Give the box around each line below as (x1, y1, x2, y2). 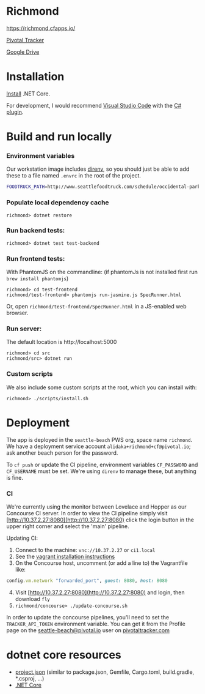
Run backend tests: (6, 226, 65, 235)
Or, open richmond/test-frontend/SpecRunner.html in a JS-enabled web (6, 303, 187, 310)
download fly (15, 595, 51, 602)
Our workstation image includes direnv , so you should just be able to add (6, 165, 190, 173)
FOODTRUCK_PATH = (6, 184, 48, 190)
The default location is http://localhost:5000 (6, 338, 117, 346)
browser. (6, 309, 29, 316)
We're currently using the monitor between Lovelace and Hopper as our (6, 503, 187, 510)
